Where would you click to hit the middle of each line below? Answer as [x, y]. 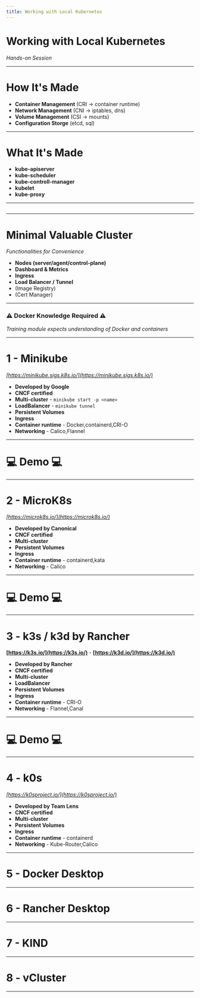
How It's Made [43, 87]
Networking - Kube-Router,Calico [56, 844]
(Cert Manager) [34, 295]
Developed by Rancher [43, 664]
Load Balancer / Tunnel [44, 282]
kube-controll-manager [45, 182]
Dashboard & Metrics [41, 270]
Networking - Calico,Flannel [50, 431]
